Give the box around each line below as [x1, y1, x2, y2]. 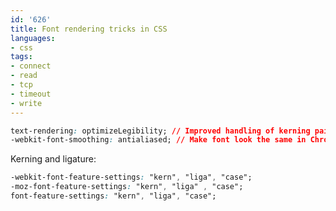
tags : [10, 52, 33, 62]
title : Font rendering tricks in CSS [10, 24, 168, 34]
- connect [10, 61, 52, 71]
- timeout [10, 89, 52, 99]
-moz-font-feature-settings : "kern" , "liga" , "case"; [10, 182, 244, 192]
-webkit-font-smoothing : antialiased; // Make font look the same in [10, 135, 307, 145]
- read [10, 71, 38, 81]
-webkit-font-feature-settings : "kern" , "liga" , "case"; [10, 172, 253, 183]
